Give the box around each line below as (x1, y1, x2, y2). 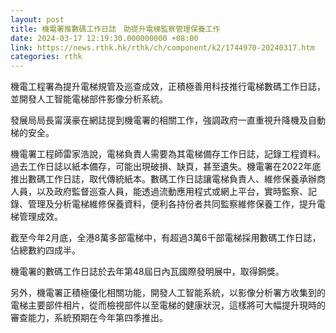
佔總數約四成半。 (10, 244, 81, 256)
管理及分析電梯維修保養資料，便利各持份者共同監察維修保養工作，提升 (27, 198, 317, 210)
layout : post (10, 14, 65, 25)
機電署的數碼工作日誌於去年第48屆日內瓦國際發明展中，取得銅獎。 (10, 266, 285, 278)
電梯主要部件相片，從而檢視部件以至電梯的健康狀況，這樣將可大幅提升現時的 (10, 299, 326, 311)
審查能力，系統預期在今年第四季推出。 (10, 312, 168, 324)
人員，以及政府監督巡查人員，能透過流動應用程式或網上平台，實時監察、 (10, 186, 308, 198)
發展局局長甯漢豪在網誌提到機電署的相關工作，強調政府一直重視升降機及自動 (10, 114, 326, 126)
